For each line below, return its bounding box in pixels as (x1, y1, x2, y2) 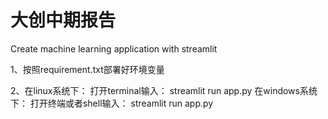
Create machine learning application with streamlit (10, 42, 218, 55)
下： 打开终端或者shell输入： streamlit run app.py (10, 97, 214, 109)
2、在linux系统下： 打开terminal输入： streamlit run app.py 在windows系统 (10, 84, 318, 96)
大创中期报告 (10, 9, 117, 32)
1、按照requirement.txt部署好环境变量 (10, 63, 165, 75)
